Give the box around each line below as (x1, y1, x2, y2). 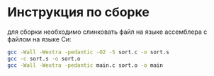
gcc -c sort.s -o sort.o (7, 55, 81, 62)
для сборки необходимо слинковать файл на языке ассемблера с (7, 27, 208, 36)
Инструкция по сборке (7, 4, 150, 20)
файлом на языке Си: (7, 34, 72, 43)
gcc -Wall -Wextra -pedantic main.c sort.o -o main (7, 61, 163, 69)
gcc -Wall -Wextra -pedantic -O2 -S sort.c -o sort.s (7, 49, 170, 56)
